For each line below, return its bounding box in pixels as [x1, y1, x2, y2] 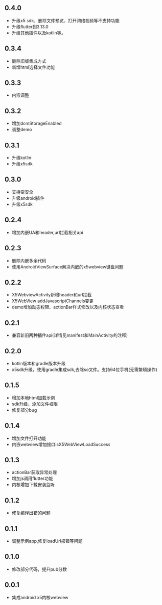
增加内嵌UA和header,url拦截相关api [11, 229, 84, 235]
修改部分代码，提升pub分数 [11, 566, 67, 572]
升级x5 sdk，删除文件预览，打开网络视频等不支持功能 [11, 17, 120, 24]
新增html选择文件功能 [11, 64, 55, 70]
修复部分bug [11, 407, 37, 413]
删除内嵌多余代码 [11, 258, 46, 263]
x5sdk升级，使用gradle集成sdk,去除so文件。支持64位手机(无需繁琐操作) [11, 367, 158, 372]
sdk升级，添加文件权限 [11, 401, 58, 407]
